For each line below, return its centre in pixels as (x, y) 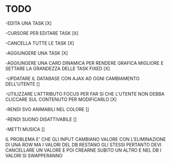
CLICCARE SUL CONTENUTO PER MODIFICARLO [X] (61, 99)
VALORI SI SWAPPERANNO (34, 155)
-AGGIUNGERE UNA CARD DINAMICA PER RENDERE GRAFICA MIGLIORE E (84, 63)
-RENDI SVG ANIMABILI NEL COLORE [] (47, 109)
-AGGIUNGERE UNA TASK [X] (37, 53)
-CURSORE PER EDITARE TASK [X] (42, 33)
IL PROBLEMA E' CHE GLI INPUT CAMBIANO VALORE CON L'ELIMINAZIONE (86, 139)
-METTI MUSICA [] (25, 129)
